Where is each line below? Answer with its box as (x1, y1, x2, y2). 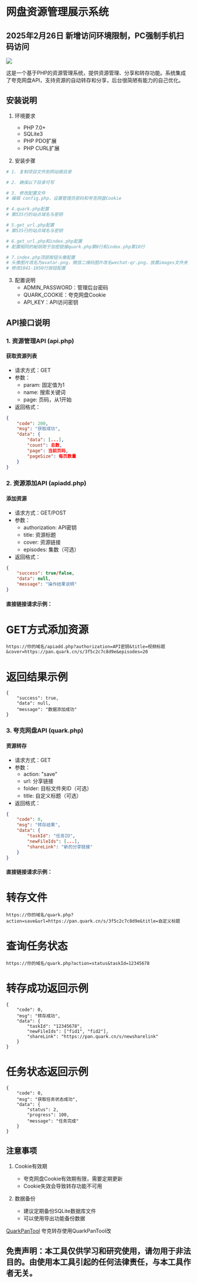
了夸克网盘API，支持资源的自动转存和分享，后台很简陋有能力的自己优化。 (6, 77, 184, 83)
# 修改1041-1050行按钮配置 (6, 265, 66, 271)
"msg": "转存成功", (16, 1013, 60, 1019)
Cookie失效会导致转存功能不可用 (23, 1182, 103, 1190)
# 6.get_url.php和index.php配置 (6, 238, 83, 244)
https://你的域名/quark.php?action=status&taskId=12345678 (6, 960, 150, 966)
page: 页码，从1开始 (23, 396, 72, 403)
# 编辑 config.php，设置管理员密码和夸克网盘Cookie (6, 195, 122, 202)
